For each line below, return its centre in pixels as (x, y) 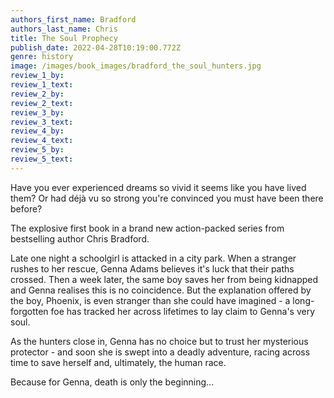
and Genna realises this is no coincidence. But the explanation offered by (161, 290)
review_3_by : (37, 112)
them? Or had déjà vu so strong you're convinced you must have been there (167, 198)
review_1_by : (37, 76)
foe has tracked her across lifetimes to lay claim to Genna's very (183, 311)
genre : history (42, 57)
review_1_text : (42, 85)
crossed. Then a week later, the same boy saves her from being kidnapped (164, 279)
